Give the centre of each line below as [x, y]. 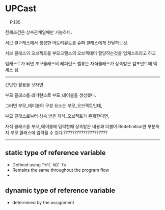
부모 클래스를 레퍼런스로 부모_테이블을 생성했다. [51, 95]
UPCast [21, 9]
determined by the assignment [43, 202]
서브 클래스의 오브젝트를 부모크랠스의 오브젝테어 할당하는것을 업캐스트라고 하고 [81, 53]
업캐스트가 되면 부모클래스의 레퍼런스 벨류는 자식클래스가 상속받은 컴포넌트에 [79, 63]
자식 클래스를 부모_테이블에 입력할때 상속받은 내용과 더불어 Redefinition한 [76, 126]
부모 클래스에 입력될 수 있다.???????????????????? [59, 132]
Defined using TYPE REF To [39, 164]
